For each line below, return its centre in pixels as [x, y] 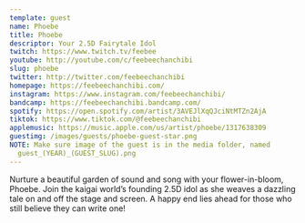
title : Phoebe [36, 35]
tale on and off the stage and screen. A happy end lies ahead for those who [151, 198]
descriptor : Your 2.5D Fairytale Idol [83, 43]
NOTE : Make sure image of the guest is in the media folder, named [140, 145]
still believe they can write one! [67, 208]
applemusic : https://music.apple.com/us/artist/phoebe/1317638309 [138, 128]
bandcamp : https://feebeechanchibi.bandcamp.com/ [106, 102]
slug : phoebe [34, 69]
